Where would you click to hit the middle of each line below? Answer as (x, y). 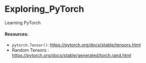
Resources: (17, 34)
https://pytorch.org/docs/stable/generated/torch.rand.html (72, 56)
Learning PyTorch (23, 23)
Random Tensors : (30, 50)
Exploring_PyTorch (45, 9)
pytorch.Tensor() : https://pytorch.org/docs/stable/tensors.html (76, 45)
